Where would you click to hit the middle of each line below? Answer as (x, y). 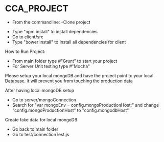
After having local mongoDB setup (40, 90)
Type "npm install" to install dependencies (55, 31)
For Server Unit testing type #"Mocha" (51, 66)
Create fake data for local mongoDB (41, 119)
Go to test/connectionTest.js (41, 134)
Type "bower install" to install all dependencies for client (69, 42)
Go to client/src (28, 37)
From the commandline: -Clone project (51, 22)
